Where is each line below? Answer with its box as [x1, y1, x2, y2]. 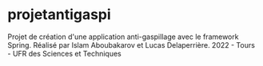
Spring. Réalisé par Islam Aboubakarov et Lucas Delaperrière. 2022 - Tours [7, 40, 255, 49]
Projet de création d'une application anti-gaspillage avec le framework [7, 32, 239, 41]
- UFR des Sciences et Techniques [7, 49, 122, 58]
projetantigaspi [7, 6, 111, 24]
